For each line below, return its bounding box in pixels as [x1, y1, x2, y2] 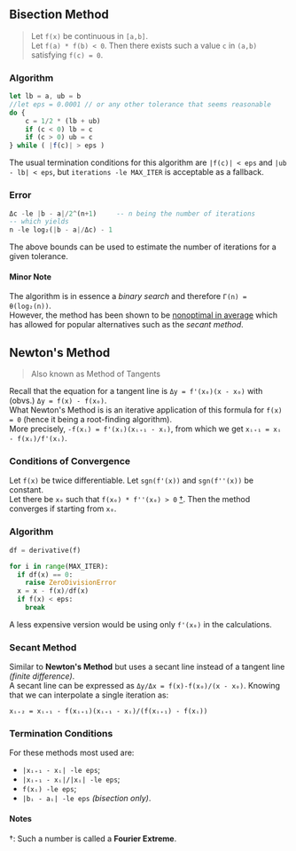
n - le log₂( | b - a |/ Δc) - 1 [9, 225, 113, 234]
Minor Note [9, 271, 51, 282]
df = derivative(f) [9, 546, 82, 555]
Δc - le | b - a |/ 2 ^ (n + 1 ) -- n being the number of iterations [9, 209, 255, 218]
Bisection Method [9, 7, 109, 22]
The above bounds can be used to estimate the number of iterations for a [9, 241, 277, 252]
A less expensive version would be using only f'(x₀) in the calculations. [9, 619, 272, 629]
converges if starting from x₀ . [9, 503, 117, 514]
